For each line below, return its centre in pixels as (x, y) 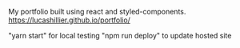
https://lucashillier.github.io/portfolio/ (69, 20)
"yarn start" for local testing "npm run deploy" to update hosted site (120, 36)
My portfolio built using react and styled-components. (97, 12)
